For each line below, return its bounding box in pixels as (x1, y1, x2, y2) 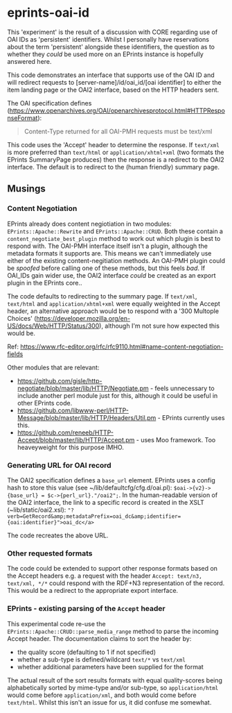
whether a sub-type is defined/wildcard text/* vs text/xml (17, 655, 186, 664)
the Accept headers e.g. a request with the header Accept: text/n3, (7, 571, 202, 580)
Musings (7, 183, 46, 195)
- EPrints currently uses (157, 413, 225, 421)
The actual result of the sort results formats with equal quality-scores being (7, 676, 223, 685)
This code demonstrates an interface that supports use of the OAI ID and (7, 71, 215, 79)
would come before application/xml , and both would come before (7, 691, 197, 699)
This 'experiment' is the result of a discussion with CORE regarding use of (7, 28, 218, 36)
